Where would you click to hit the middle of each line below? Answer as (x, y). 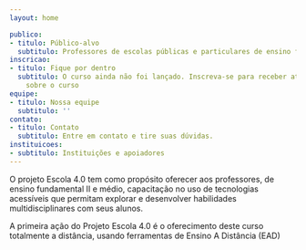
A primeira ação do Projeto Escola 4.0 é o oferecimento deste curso (137, 225)
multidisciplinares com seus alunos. (76, 208)
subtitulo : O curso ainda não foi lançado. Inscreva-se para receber (152, 77)
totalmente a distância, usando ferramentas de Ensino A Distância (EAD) (145, 235)
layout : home (34, 18)
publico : (26, 34)
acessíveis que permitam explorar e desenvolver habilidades (123, 198)
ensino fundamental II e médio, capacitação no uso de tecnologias (134, 189)
